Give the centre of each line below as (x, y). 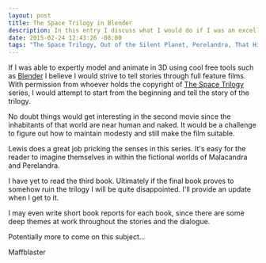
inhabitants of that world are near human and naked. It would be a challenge (133, 125)
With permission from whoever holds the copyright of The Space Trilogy (126, 85)
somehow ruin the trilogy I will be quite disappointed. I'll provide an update (130, 189)
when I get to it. (34, 198)
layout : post (30, 15)
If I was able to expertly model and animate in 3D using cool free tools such (131, 67)
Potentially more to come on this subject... (77, 237)
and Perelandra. (34, 166)
